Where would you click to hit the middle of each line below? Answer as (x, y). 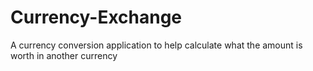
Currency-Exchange (96, 17)
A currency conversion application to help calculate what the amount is (156, 45)
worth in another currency (64, 55)
